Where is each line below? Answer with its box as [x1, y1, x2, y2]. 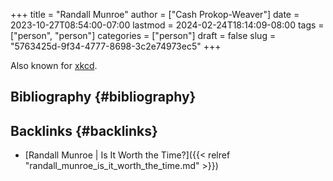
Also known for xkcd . [10, 60, 98, 71]
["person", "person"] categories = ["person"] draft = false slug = [10, 30, 277, 41]
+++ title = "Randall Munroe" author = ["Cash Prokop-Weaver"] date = [10, 9, 300, 20]
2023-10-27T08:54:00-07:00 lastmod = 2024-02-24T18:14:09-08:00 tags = [10, 19, 325, 31]
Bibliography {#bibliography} [10, 89, 197, 106]
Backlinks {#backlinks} [10, 122, 158, 139]
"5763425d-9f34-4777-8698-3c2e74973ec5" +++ [10, 40, 222, 52]
